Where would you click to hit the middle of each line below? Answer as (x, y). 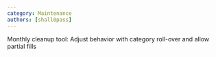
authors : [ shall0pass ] (39, 20)
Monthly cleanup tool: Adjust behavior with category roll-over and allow (108, 39)
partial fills (22, 46)
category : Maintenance (39, 13)
